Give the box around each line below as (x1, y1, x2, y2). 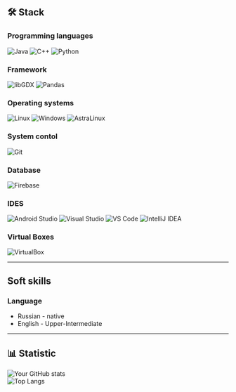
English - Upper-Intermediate (17, 320, 103, 328)
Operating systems (7, 98, 74, 107)
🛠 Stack (7, 6, 44, 18)
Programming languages (7, 31, 93, 41)
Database (7, 165, 41, 175)
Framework (7, 65, 47, 74)
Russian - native (17, 312, 65, 320)
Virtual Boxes (7, 232, 55, 242)
